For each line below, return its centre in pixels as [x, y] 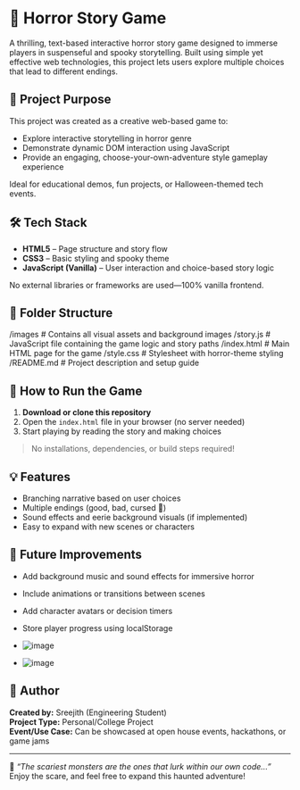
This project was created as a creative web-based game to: [119, 121]
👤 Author [34, 691]
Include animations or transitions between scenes [113, 594]
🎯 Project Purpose [60, 100]
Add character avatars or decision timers [97, 611]
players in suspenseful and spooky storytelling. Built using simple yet [136, 52]
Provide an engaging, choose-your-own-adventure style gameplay [145, 157]
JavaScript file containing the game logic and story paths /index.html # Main [150, 344]
